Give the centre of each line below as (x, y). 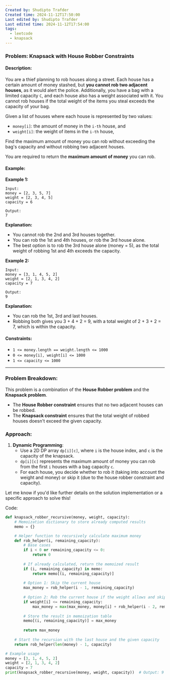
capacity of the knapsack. (47, 456)
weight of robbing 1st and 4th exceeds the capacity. (67, 251)
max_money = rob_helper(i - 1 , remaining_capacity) (79, 588)
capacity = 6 (19, 202)
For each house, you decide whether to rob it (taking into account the (92, 472)
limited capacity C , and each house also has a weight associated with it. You (84, 95)
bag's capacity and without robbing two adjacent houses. (65, 147)
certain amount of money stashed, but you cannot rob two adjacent (76, 85)
